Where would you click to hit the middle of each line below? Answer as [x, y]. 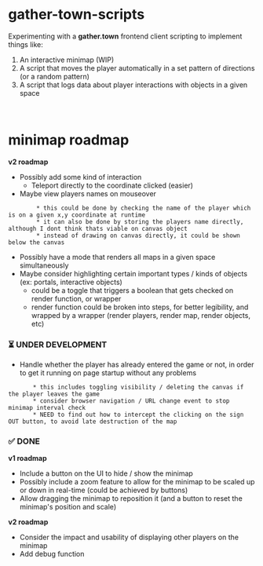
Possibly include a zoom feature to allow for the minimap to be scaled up [137, 482]
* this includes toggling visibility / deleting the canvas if [138, 387]
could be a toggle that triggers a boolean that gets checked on [132, 290]
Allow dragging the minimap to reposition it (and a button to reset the [131, 498]
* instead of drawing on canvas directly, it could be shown [139, 236]
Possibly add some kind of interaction [80, 177]
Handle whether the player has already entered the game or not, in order [137, 365]
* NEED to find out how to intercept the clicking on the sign [138, 415]
